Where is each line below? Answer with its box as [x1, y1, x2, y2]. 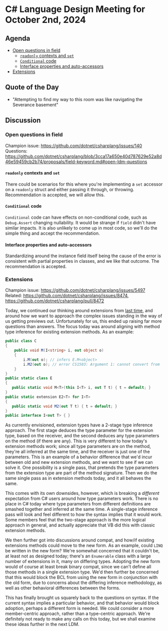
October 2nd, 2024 [5, 14, 86, 26]
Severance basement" [12, 102, 58, 108]
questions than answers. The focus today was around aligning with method [5, 324, 160, 330]
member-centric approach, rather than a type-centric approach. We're [5, 610, 150, 616]
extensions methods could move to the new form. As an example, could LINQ [5, 542, 163, 548]
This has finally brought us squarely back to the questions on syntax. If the [5, 594, 159, 601]
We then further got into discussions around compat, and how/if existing [5, 537, 154, 543]
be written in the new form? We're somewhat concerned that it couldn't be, [5, 548, 160, 554]
